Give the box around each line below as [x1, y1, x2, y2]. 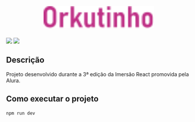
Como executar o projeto [6, 94, 99, 104]
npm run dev [6, 110, 35, 116]
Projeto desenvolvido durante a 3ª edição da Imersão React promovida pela [6, 70, 189, 77]
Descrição [6, 55, 45, 65]
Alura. [6, 77, 21, 84]
